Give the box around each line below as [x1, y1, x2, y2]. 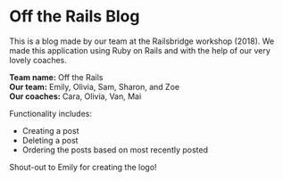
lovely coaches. [9, 54, 67, 65]
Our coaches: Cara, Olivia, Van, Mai [9, 91, 142, 102]
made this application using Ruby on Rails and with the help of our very [9, 45, 271, 55]
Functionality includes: [9, 108, 92, 119]
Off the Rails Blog [9, 6, 140, 27]
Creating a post [21, 125, 79, 136]
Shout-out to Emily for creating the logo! [9, 161, 158, 172]
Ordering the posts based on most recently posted [21, 144, 208, 155]
